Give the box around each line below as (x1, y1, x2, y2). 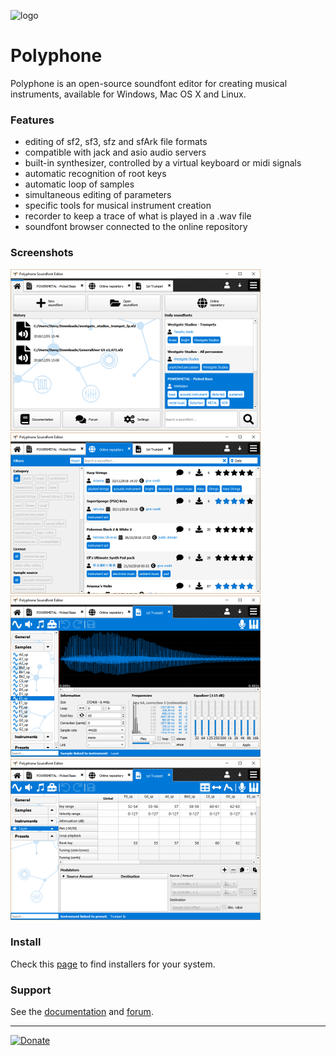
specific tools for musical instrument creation (24, 200, 212, 212)
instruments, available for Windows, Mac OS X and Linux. (10, 88, 247, 100)
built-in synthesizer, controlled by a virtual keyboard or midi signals (24, 157, 302, 169)
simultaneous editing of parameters (24, 189, 172, 201)
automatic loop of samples (24, 178, 135, 190)
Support (10, 983, 52, 997)
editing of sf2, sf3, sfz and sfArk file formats (24, 136, 208, 148)
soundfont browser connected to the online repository (24, 221, 248, 233)
